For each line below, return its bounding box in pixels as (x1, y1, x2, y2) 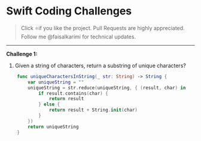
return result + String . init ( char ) (48, 107, 138, 113)
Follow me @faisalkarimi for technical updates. (20, 33, 136, 40)
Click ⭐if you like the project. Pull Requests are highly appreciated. (20, 24, 185, 31)
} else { (38, 101, 60, 107)
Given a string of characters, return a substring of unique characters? (14, 62, 187, 69)
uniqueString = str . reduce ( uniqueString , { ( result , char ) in (28, 85, 186, 91)
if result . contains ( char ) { (38, 90, 109, 97)
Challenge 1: (6, 50, 38, 58)
